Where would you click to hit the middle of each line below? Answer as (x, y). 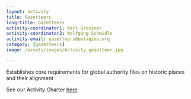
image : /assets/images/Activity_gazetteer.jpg (65, 50)
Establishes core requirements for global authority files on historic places (95, 72)
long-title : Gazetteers (36, 22)
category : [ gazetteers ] (36, 45)
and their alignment (30, 78)
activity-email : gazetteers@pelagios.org (58, 39)
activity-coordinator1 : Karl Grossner (54, 28)
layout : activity (28, 11)
